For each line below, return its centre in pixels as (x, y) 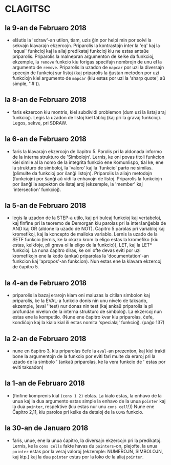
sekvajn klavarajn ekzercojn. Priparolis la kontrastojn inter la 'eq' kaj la (86, 46)
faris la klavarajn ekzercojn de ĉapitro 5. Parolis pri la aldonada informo (87, 151)
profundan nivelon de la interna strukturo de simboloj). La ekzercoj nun (87, 312)
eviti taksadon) (28, 367)
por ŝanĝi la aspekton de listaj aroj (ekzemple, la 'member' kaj (77, 184)
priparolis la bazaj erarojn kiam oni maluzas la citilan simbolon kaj (81, 295)
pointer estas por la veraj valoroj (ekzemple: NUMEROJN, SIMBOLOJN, (88, 451)
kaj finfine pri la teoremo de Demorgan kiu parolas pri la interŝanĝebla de (89, 223)
